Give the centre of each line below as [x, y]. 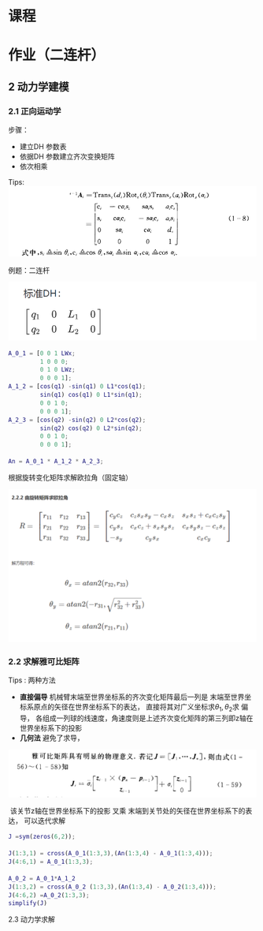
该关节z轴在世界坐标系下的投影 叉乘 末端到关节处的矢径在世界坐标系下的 [128, 811]
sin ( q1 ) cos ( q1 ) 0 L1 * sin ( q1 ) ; [91, 395]
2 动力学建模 [39, 86]
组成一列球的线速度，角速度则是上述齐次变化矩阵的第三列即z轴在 [148, 718]
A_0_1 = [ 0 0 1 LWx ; [42, 353]
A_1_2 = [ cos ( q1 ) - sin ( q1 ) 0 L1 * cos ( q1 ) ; [77, 387]
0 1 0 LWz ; [58, 370]
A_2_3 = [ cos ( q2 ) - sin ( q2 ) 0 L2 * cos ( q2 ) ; [77, 420]
